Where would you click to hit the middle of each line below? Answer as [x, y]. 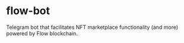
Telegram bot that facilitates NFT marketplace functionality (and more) [92, 27]
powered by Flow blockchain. [42, 33]
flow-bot [28, 11]
